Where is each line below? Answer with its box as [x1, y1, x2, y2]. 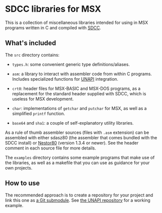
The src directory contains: [5, 52, 60, 58]
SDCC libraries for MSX [5, 3, 101, 15]
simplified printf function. [12, 110, 65, 116]
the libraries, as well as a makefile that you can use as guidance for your [5, 160, 150, 166]
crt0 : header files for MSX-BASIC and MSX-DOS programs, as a [12, 85, 141, 91]
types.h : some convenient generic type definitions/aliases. [12, 61, 130, 67]
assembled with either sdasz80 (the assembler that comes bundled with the [5, 134, 157, 140]
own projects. [5, 165, 33, 170]
